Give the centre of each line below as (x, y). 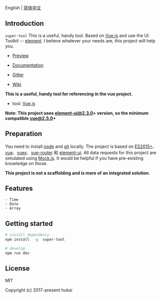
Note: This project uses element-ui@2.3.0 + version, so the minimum (77, 113)
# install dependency (27, 235)
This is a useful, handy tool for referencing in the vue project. (69, 94)
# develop (15, 249)
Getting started (29, 224)
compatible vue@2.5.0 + (31, 118)
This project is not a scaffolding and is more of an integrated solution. (78, 173)
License (17, 269)
